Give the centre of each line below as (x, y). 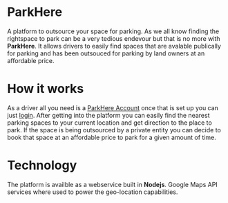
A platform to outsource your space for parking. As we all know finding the (113, 31)
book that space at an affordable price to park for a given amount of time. (112, 137)
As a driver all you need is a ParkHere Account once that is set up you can (113, 107)
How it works (46, 89)
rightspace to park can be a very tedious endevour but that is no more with (114, 38)
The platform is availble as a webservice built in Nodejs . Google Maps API (112, 184)
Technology (42, 165)
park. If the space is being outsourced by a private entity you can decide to (114, 130)
